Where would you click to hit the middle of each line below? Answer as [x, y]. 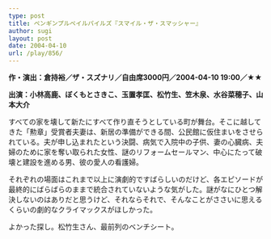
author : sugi [30, 31]
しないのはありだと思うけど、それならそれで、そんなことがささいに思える [139, 199]
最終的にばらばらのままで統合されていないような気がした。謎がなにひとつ [132, 189]
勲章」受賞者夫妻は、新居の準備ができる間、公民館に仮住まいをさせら [146, 132]
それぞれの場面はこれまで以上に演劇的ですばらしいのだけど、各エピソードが [136, 179]
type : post [27, 16]
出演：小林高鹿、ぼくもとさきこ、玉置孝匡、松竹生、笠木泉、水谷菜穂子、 [132, 94]
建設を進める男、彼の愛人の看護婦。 [83, 162]
